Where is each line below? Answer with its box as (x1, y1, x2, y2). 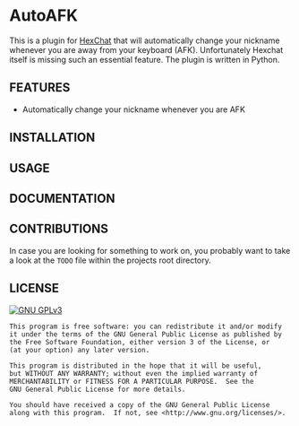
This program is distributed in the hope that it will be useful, (9, 361, 262, 370)
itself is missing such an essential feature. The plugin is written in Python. (9, 54, 280, 65)
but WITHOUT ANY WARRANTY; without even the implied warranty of (9, 369, 258, 378)
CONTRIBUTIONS (9, 222, 109, 237)
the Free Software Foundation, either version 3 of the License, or (9, 337, 270, 346)
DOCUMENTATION (9, 190, 115, 206)
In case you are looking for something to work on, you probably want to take (9, 245, 291, 256)
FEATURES (9, 80, 71, 95)
